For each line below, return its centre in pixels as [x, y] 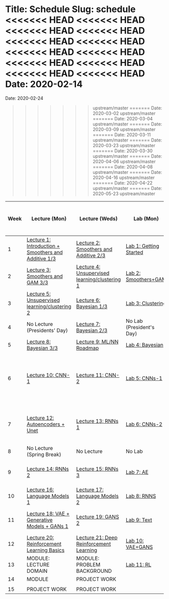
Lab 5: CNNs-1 [144, 378]
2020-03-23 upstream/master [124, 145]
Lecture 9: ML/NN [97, 342]
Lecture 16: [40, 490]
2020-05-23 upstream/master [124, 193]
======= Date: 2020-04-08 [123, 167]
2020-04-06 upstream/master [124, 161]
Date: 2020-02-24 [24, 98]
